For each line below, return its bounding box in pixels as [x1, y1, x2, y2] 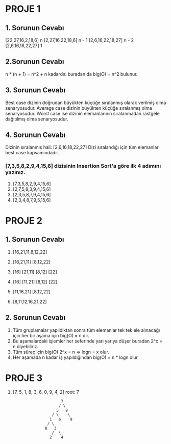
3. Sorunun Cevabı [5, 86, 66, 95]
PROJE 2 [5, 215, 42, 226]
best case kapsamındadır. [5, 150, 60, 156]
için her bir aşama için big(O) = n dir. [12, 332, 89, 338]
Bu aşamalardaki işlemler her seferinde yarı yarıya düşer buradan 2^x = [12, 338, 163, 344]
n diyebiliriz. [12, 343, 39, 349]
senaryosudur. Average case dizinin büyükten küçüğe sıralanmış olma [5, 105, 152, 111]
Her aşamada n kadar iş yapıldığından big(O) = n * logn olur [12, 354, 138, 360]
